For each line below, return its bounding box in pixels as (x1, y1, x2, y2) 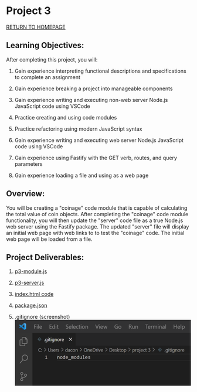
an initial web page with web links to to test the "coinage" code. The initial (6, 229, 185, 236)
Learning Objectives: (6, 40, 84, 50)
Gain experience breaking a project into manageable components (14, 85, 173, 92)
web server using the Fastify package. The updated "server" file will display (6, 223, 189, 230)
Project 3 (6, 4, 51, 18)
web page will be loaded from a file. (6, 236, 93, 243)
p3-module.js (14, 268, 47, 275)
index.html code (14, 291, 54, 298)
